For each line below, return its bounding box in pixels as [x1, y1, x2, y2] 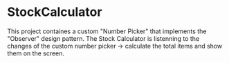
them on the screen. [7, 49, 64, 57]
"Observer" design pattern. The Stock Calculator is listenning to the [7, 34, 200, 42]
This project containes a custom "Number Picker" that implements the [7, 27, 207, 35]
